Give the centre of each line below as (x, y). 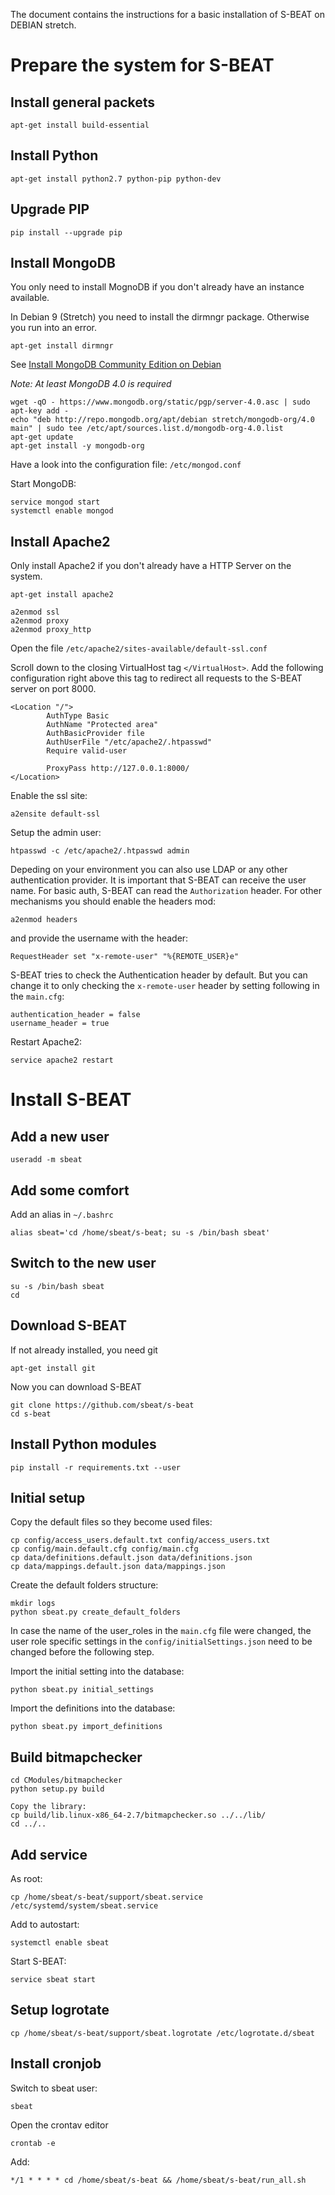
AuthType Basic (78, 716)
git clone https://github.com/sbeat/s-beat (102, 1405)
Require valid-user (87, 751)
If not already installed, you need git (84, 1350)
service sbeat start (53, 1979)
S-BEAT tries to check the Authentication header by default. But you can (159, 975)
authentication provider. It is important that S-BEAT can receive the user (158, 880)
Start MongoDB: (43, 484)
